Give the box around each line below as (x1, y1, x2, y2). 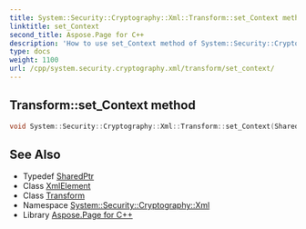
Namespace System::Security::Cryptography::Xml (22, 200, 210, 211)
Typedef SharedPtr (22, 171, 95, 182)
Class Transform (22, 190, 85, 201)
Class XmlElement (22, 181, 91, 192)
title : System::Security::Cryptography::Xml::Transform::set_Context (9, 13, 280, 23)
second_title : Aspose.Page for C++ (9, 30, 145, 39)
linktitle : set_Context (9, 22, 100, 31)
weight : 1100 (9, 55, 59, 65)
